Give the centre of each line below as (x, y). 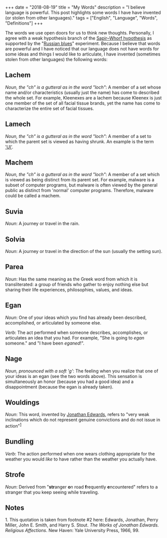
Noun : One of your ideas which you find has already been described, (76, 317)
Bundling (19, 442)
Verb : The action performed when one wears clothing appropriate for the (80, 453)
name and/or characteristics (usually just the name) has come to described (82, 92)
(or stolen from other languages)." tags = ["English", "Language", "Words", (82, 18)
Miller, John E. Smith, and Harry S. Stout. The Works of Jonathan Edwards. (82, 525)
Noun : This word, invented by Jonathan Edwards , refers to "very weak (77, 414)
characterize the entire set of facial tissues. (50, 108)
